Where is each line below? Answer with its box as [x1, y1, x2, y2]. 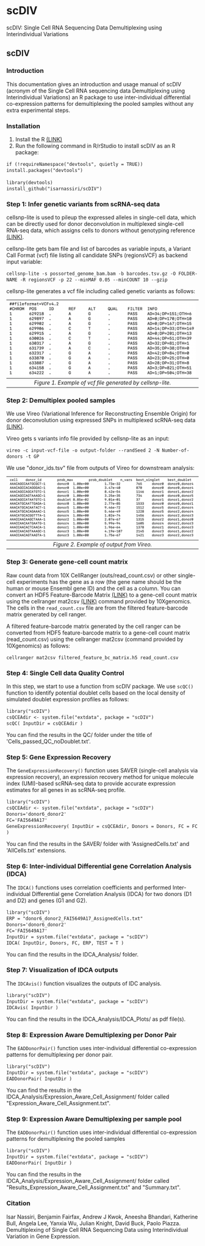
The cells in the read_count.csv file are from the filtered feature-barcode [6, 604, 188, 611]
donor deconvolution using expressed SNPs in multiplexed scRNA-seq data [6, 417, 196, 424]
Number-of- [162, 447, 190, 453]
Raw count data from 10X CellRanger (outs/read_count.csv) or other [6, 572, 177, 579]
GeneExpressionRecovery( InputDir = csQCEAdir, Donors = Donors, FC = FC [6, 824, 198, 830]
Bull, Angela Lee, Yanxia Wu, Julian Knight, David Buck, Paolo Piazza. [6, 1219, 181, 1227]
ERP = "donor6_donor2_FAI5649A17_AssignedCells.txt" [6, 916, 143, 922]
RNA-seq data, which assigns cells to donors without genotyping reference [6, 227, 195, 234]
